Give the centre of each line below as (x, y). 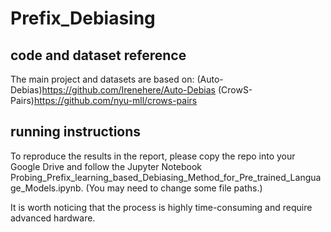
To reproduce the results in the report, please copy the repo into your (153, 156)
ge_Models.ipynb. (47, 188)
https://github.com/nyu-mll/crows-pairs (115, 100)
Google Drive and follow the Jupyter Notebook (106, 166)
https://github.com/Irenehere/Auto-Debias (128, 90)
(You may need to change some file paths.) (174, 188)
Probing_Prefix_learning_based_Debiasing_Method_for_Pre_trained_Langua (166, 177)
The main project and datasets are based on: (102, 79)
